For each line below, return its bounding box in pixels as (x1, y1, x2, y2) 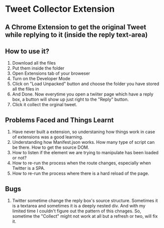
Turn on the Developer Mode (12, 76, 70, 82)
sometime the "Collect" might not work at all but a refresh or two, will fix (12, 213, 158, 219)
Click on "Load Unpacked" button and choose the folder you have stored (12, 81, 160, 87)
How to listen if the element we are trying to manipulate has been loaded (12, 150, 159, 156)
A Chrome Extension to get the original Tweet (5, 23, 146, 31)
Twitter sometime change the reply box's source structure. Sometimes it (12, 198, 158, 204)
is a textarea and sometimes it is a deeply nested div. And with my (12, 203, 146, 209)
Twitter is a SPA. (12, 165, 46, 171)
